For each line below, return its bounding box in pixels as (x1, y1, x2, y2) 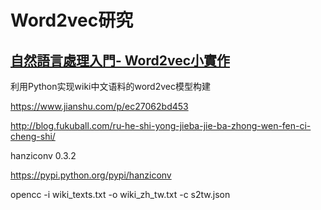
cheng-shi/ (10, 131, 56, 142)
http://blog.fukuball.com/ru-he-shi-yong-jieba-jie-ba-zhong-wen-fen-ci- (10, 120, 312, 131)
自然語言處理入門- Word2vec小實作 (10, 52, 231, 69)
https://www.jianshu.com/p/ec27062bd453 (10, 101, 189, 112)
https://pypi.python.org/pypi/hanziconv (10, 169, 172, 181)
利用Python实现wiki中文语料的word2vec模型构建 (10, 81, 211, 92)
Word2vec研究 (10, 9, 134, 32)
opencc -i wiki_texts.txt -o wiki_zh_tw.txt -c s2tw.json (10, 189, 231, 200)
